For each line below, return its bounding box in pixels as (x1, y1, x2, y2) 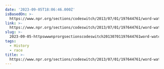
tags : (5, 39, 16, 44)
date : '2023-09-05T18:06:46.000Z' (5, 7, 76, 12)
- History (9, 43, 29, 48)
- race (9, 48, 23, 52)
